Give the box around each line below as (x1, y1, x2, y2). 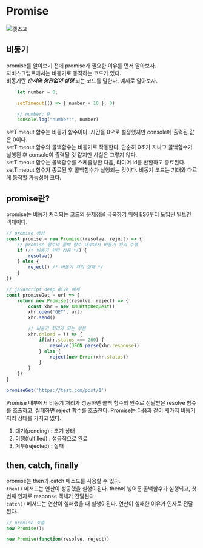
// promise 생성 (6, 231, 45, 237)
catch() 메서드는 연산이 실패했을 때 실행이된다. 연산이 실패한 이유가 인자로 (6, 499, 182, 507)
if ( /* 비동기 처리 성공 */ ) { (17, 247, 87, 253)
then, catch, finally (6, 460, 79, 471)
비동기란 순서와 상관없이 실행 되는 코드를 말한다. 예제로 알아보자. (6, 77, 158, 84)
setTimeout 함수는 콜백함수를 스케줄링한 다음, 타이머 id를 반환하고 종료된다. (6, 159, 186, 166)
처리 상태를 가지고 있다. (6, 414, 62, 421)
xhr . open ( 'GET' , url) (28, 309, 83, 315)
